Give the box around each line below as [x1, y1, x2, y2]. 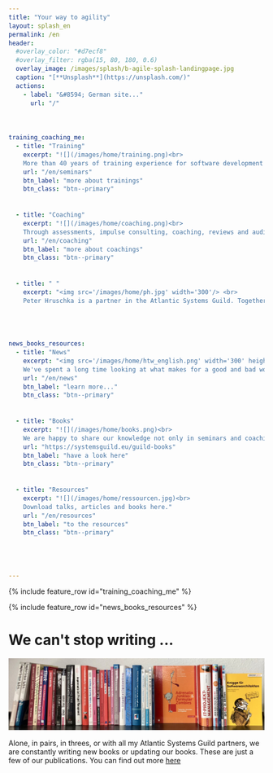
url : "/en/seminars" [23, 168, 93, 176]
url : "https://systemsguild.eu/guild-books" [23, 442, 176, 451]
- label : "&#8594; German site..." [23, 90, 144, 99]
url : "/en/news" [23, 374, 79, 382]
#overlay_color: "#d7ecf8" [15, 47, 107, 56]
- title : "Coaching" [15, 211, 85, 219]
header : [8, 39, 35, 47]
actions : [15, 81, 45, 90]
